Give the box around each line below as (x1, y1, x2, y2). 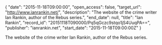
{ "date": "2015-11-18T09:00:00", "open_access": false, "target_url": (5, 4, 142, 10)
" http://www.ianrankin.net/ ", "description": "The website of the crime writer (5, 9, 157, 15)
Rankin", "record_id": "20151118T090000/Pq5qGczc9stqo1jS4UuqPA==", (5, 20, 151, 25)
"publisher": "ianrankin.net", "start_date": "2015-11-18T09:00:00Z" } (5, 25, 141, 31)
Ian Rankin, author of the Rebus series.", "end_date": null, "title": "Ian (5, 15, 143, 20)
